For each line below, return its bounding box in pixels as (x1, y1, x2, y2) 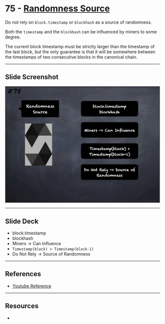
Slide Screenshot (5, 73, 59, 81)
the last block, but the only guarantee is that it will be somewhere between (5, 49, 156, 55)
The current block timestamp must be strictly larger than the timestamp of (5, 43, 155, 49)
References (5, 270, 41, 278)
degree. (5, 34, 21, 40)
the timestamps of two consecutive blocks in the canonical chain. (5, 54, 137, 60)
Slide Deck (5, 217, 39, 226)
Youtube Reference (12, 283, 52, 289)
